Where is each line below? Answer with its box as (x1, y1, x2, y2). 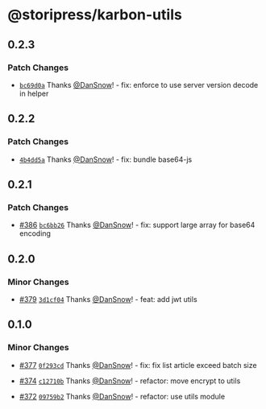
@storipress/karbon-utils (7, 6, 182, 24)
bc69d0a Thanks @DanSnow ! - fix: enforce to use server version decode (19, 80, 259, 89)
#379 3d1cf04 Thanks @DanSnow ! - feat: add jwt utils (19, 294, 198, 304)
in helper (19, 89, 49, 98)
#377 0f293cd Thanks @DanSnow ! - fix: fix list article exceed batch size (19, 360, 257, 370)
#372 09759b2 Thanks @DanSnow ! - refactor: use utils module (19, 391, 226, 401)
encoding (19, 229, 52, 238)
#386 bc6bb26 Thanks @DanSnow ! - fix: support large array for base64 (19, 220, 256, 230)
